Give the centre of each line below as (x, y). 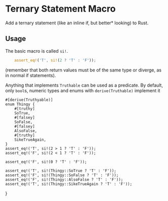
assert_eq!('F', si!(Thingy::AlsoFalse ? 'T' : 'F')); (64, 179)
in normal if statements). (31, 75)
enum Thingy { (20, 104)
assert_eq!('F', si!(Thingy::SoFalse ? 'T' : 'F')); (62, 175)
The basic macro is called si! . (37, 51)
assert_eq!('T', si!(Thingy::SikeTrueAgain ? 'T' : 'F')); (69, 184)
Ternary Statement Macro (60, 9)
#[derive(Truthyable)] (29, 100)
